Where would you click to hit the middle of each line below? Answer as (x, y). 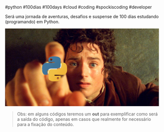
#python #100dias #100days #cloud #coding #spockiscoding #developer (79, 7)
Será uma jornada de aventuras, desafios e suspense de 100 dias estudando (82, 16)
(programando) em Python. (32, 22)
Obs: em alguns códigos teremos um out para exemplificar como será (87, 114)
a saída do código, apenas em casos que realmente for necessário (84, 119)
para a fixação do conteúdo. (45, 125)
